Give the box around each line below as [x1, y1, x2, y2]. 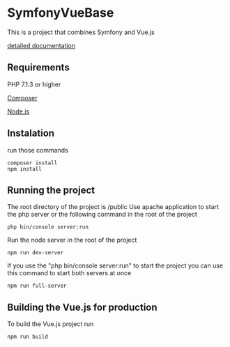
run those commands [7, 146, 68, 154]
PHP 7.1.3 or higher [7, 80, 61, 88]
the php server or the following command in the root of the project [7, 210, 197, 219]
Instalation [7, 128, 54, 139]
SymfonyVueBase [7, 5, 114, 21]
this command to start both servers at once [7, 269, 132, 277]
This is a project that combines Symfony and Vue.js [7, 28, 155, 36]
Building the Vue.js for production [7, 301, 158, 313]
